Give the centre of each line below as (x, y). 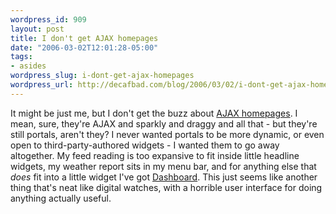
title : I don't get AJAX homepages (84, 38)
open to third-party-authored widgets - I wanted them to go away (145, 145)
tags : (21, 57)
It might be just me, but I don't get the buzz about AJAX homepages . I (154, 113)
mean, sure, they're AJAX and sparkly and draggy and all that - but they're (164, 123)
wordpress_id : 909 (48, 19)
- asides (28, 66)
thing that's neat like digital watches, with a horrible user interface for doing (166, 187)
